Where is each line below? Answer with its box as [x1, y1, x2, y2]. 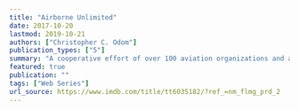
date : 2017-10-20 [9, 21, 74, 30]
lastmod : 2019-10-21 [9, 29, 86, 38]
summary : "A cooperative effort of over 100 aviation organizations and [9, 54, 285, 63]
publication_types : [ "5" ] [9, 46, 105, 55]
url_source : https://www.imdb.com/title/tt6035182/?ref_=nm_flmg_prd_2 [9, 87, 280, 96]
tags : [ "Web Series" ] [9, 79, 90, 88]
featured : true [9, 63, 66, 72]
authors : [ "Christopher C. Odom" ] [9, 37, 138, 47]
